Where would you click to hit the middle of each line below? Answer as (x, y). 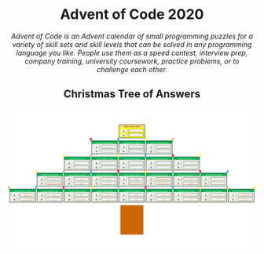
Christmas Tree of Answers (132, 94)
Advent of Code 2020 (132, 15)
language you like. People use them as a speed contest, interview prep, (132, 53)
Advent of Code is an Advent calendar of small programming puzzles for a (132, 36)
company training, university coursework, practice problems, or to (132, 61)
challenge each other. (132, 69)
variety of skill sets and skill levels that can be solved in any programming (132, 44)
